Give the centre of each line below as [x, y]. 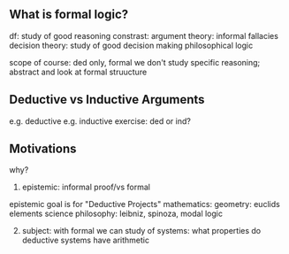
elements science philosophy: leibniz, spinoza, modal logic [116, 214]
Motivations [43, 149]
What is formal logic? [69, 15]
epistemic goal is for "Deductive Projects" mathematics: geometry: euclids [144, 204]
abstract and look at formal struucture [78, 72]
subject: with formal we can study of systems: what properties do [141, 231]
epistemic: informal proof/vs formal [86, 187]
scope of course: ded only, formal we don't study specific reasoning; [135, 62]
